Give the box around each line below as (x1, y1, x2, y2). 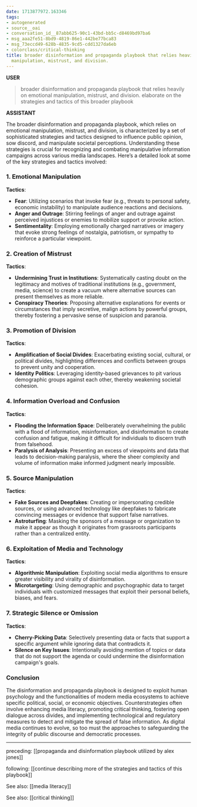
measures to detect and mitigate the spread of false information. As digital (6, 718, 186, 725)
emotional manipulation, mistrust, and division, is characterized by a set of (6, 127, 186, 134)
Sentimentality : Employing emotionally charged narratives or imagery (14, 222, 184, 229)
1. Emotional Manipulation (6, 173, 81, 181)
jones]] (6, 754, 23, 761)
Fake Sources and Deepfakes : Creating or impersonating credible (14, 498, 175, 505)
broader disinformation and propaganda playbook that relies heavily (20, 85, 185, 92)
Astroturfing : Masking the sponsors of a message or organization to (14, 517, 181, 524)
